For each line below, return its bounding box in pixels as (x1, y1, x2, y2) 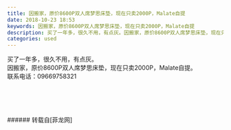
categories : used (7, 36, 57, 42)
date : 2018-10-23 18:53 (7, 16, 76, 23)
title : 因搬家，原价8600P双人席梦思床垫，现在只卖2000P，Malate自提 (7, 10, 186, 17)
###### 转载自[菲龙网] (7, 116, 73, 124)
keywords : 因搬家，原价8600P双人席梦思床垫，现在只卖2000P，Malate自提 (7, 23, 195, 29)
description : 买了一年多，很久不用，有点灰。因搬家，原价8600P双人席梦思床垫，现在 (7, 29, 221, 36)
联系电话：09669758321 (7, 73, 77, 81)
